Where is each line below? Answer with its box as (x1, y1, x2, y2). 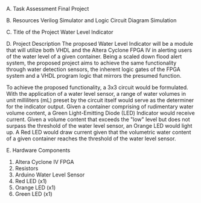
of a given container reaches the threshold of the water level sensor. (6, 135, 176, 142)
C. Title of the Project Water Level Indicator (6, 28, 113, 36)
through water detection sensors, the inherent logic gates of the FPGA (6, 66, 181, 73)
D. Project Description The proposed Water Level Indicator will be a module (6, 40, 193, 47)
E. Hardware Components (6, 147, 71, 154)
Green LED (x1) (14, 190, 53, 198)
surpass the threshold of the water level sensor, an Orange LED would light (6, 122, 193, 129)
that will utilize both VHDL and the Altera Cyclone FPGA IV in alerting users (6, 46, 192, 54)
